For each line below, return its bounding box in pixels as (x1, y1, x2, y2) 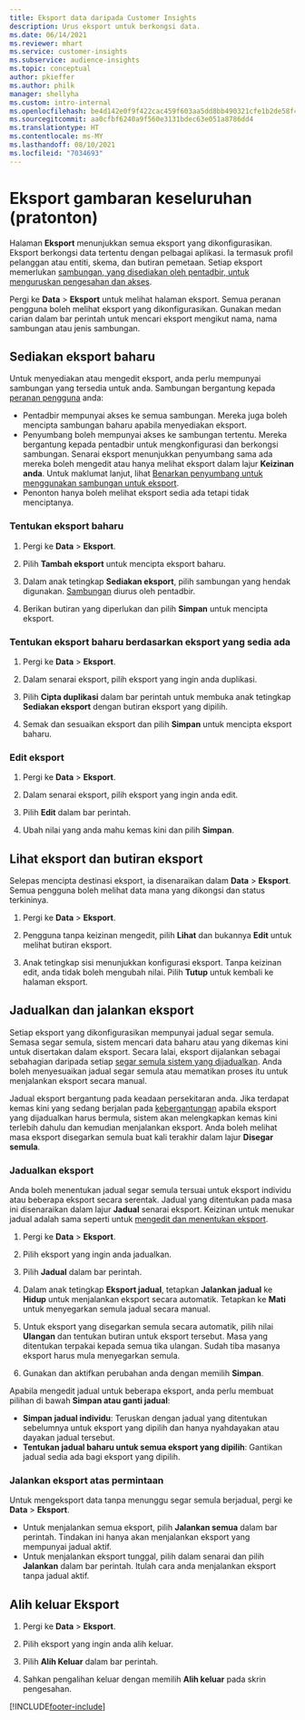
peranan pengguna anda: (9, 392, 104, 403)
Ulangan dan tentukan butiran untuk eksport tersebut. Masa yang (22, 1330, 268, 1342)
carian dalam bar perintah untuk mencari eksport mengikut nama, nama (9, 313, 278, 324)
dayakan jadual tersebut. (22, 1432, 115, 1443)
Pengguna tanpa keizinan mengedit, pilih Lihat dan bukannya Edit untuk (22, 930, 292, 941)
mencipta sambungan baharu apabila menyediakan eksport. (22, 420, 248, 430)
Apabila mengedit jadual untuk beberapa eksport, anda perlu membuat (9, 1385, 274, 1397)
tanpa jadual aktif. (22, 1571, 90, 1582)
